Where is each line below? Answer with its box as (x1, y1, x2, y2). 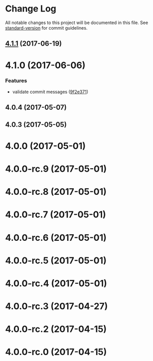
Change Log (5, 3, 56, 15)
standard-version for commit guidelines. (5, 25, 88, 31)
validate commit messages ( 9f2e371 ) (12, 89, 89, 95)
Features (5, 77, 27, 84)
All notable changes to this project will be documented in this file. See (5, 20, 149, 26)
